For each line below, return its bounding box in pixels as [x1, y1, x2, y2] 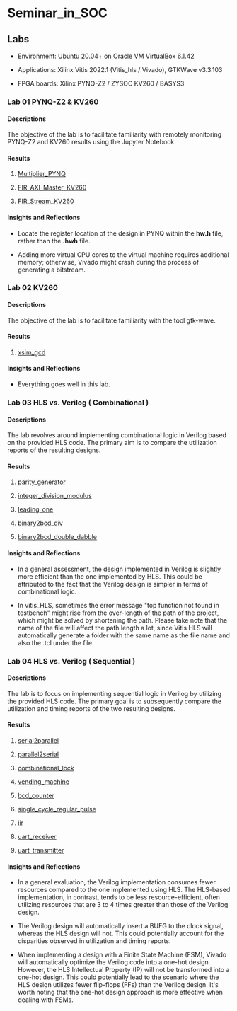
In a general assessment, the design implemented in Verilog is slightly [17, 565, 221, 573]
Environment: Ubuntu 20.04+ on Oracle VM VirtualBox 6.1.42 [17, 52, 195, 60]
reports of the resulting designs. [7, 446, 101, 454]
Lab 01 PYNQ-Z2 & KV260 [7, 97, 99, 107]
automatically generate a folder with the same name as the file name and [17, 631, 230, 640]
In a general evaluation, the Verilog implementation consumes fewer [17, 878, 216, 886]
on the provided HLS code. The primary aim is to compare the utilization [7, 439, 217, 447]
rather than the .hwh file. [17, 236, 91, 245]
